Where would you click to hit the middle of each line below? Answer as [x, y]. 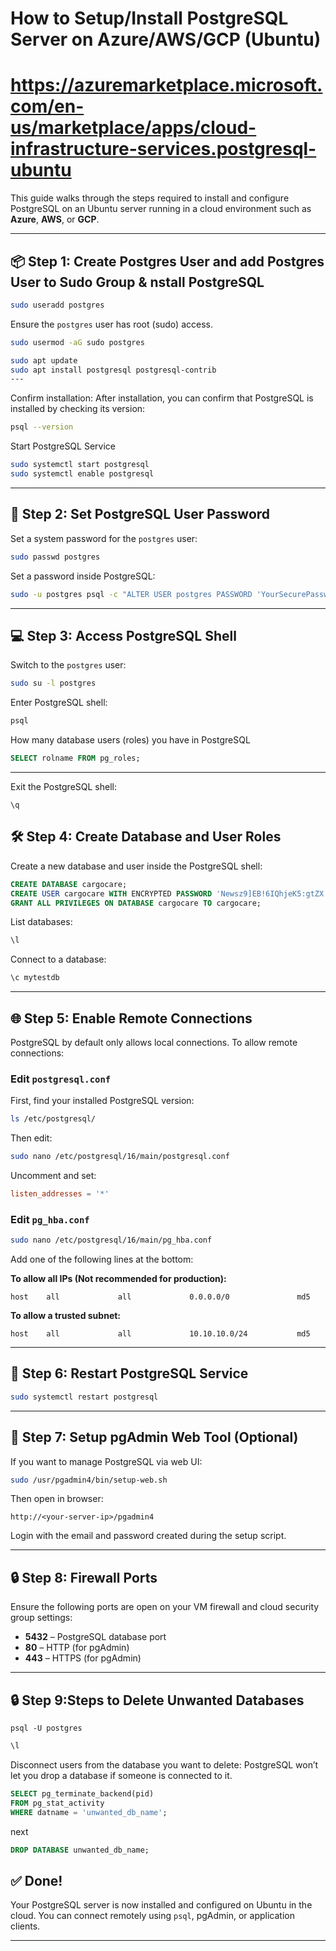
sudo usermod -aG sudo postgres [77, 342]
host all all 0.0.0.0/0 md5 [160, 1297]
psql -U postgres [46, 1728]
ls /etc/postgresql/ [53, 1119]
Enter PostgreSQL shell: [59, 703]
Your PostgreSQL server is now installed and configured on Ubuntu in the [161, 1905]
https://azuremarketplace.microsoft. [166, 85]
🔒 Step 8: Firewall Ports [84, 1577]
